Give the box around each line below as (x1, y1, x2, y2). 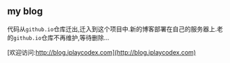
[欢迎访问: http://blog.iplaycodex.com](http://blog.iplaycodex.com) (7, 48, 197, 56)
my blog (7, 6, 43, 17)
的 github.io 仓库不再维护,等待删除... (7, 33, 110, 42)
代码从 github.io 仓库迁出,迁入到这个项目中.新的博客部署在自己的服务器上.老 (7, 24, 224, 33)
